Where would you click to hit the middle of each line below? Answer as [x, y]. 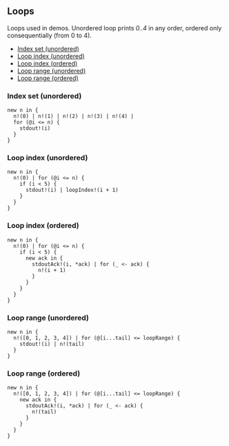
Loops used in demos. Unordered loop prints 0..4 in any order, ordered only [114, 28]
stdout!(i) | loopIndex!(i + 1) [72, 190]
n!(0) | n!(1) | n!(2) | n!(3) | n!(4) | [74, 117]
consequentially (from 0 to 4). [49, 35]
